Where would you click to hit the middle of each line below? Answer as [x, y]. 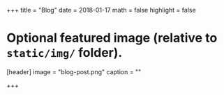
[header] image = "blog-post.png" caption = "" [74, 71]
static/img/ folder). [65, 53]
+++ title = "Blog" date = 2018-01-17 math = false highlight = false [101, 10]
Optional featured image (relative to [112, 38]
